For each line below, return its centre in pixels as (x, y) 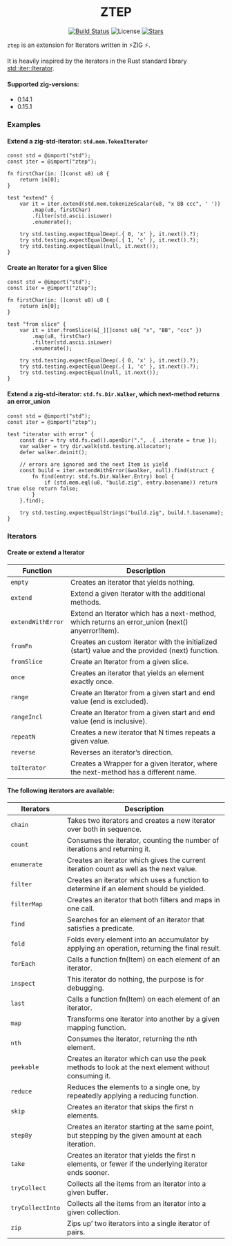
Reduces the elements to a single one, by (133, 1087)
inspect (23, 983)
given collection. (94, 1212)
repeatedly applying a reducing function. (133, 1096)
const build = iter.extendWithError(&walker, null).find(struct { (117, 470)
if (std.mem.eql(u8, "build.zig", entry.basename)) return (130, 483)
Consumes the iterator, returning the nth (132, 1039)
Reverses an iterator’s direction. (122, 752)
